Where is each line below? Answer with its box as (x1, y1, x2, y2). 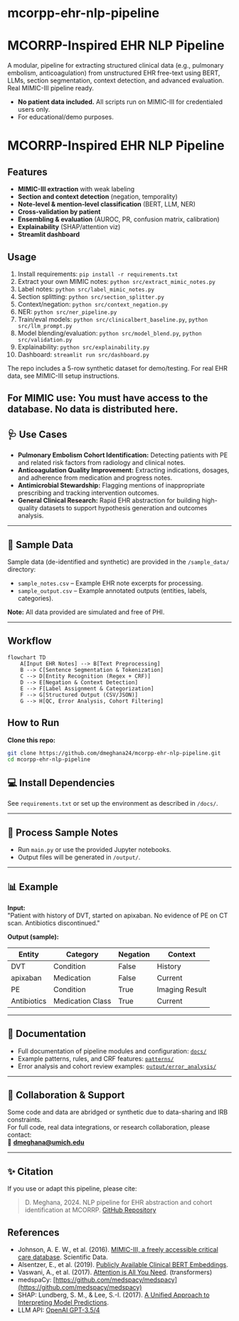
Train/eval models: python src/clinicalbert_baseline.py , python (17, 315, 208, 323)
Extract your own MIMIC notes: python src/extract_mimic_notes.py (17, 277, 216, 285)
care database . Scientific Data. (17, 1253, 108, 1261)
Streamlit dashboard (17, 230, 80, 239)
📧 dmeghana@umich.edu (7, 1138, 85, 1147)
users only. (17, 105, 51, 114)
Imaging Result (156, 984, 207, 994)
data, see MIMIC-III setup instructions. (7, 372, 119, 380)
